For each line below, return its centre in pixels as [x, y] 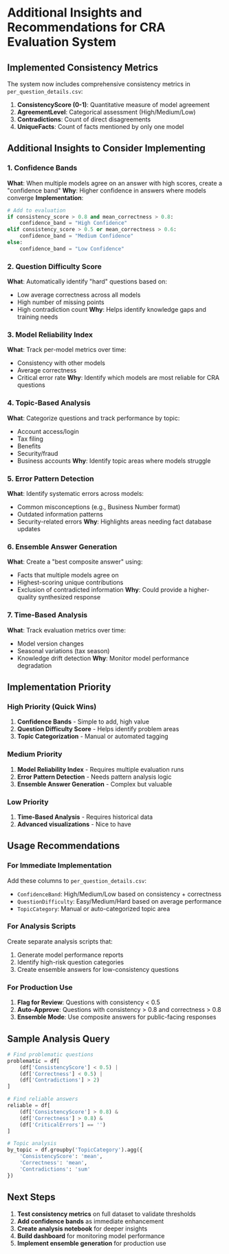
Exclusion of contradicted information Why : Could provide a [102, 590]
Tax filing [30, 439]
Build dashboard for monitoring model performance [91, 1235]
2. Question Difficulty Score [54, 266]
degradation [34, 665]
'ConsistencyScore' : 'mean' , [61, 1157]
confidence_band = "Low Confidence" [72, 249]
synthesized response [69, 597]
